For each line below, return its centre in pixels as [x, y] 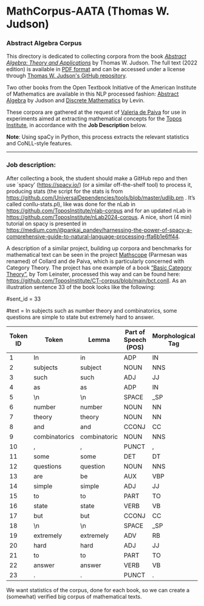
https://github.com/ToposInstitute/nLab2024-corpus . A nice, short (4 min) [99, 217]
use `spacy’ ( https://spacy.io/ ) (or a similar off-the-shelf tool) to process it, [99, 184]
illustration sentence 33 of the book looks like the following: [81, 287]
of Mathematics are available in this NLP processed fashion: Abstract [93, 94]
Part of [135, 332]
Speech [135, 340]
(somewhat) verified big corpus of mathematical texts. [74, 596]
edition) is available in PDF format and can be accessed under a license [96, 69]
